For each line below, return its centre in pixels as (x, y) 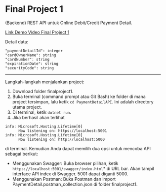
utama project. (27, 107)
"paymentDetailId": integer (34, 51)
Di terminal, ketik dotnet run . (42, 112)
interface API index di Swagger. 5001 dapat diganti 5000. (70, 174)
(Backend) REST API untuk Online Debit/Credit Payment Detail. (69, 23)
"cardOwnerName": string (31, 55)
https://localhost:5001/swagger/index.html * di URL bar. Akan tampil (83, 168)
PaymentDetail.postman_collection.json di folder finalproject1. (75, 184)
